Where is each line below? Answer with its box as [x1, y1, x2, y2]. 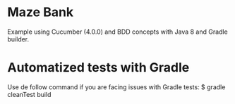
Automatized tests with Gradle [7, 60, 190, 76]
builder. [7, 34, 30, 43]
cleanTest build [7, 90, 52, 98]
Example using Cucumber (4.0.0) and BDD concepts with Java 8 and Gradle [7, 27, 228, 36]
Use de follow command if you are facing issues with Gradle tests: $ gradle [7, 82, 226, 91]
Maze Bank [7, 4, 74, 20]
